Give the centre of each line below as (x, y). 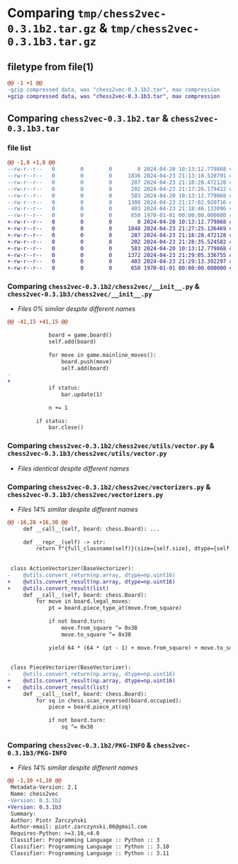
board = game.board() (80, 335)
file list (19, 148)
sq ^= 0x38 (77, 727)
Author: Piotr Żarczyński (49, 820)
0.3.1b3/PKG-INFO (37, 753)
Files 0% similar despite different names (76, 309)
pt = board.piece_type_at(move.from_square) (115, 608)
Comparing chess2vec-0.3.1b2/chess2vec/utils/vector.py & (111, 446)
